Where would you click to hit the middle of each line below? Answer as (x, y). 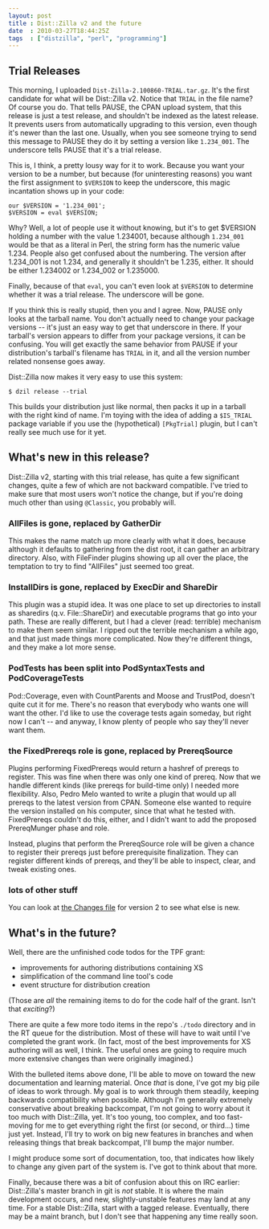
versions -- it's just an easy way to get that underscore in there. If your (125, 327)
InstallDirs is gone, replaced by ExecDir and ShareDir (113, 588)
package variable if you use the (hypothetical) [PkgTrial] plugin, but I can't (133, 424)
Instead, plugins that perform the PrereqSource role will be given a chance (131, 844)
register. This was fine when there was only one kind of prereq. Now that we (134, 777)
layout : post (30, 16)
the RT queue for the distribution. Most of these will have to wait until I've (129, 1033)
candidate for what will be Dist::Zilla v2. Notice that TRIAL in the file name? (130, 99)
